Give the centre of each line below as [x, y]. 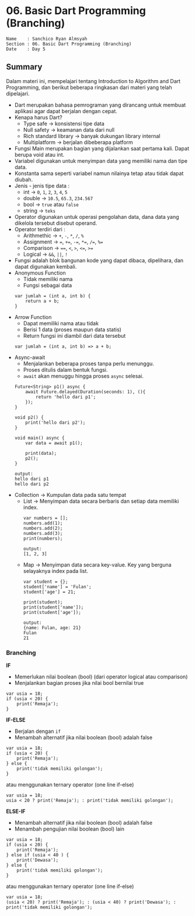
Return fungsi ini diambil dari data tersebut [74, 335]
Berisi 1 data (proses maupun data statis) [72, 330]
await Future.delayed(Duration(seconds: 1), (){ [86, 392]
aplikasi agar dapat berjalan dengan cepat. [66, 111]
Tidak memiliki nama [48, 279]
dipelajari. [18, 93]
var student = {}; [46, 581]
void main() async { [39, 438]
